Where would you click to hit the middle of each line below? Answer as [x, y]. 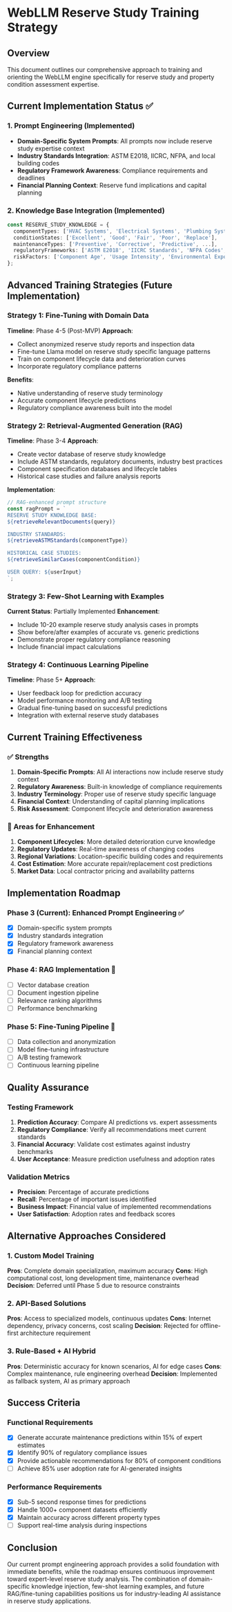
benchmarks [35, 1152]
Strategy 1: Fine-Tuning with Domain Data [78, 315]
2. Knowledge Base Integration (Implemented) [86, 211]
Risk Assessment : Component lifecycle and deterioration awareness [115, 809]
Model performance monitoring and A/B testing [84, 700]
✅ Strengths [28, 756]
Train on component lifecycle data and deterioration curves [101, 359]
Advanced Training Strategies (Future [90, 285]
